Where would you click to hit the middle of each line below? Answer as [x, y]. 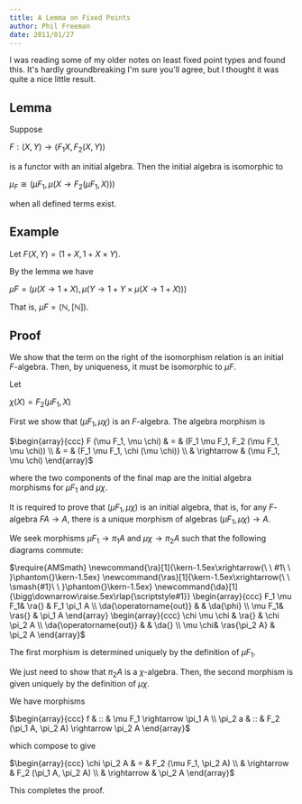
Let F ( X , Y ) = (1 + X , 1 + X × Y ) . [65, 254]
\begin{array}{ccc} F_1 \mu [242, 596]
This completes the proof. [57, 790]
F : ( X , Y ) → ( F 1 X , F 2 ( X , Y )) [58, 148]
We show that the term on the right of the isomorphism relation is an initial [146, 357]
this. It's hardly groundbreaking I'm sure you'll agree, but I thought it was [144, 69]
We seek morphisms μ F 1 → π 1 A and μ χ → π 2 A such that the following [138, 540]
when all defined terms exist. [63, 203]
